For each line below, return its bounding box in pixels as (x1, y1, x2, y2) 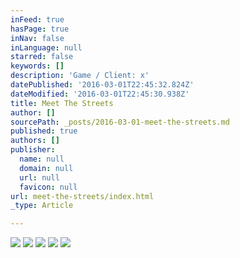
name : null (19, 154, 65, 164)
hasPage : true (10, 24, 70, 34)
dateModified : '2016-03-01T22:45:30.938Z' (10, 89, 190, 99)
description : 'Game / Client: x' (10, 71, 150, 81)
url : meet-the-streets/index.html (10, 191, 155, 201)
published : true (10, 126, 78, 136)
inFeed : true (10, 14, 65, 25)
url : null (19, 172, 60, 183)
